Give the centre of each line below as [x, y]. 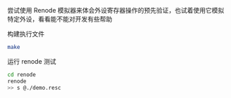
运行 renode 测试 [32, 61]
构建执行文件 [26, 34]
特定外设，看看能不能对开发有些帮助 [60, 19]
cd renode [22, 75]
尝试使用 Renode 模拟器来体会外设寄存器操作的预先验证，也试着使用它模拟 [116, 10]
